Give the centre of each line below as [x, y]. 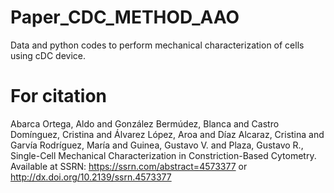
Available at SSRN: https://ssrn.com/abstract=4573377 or [129, 166]
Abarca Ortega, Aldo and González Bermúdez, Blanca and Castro [145, 123]
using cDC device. [48, 55]
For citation [58, 96]
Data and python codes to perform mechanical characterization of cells [157, 45]
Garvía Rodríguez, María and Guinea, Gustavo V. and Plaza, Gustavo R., [157, 145]
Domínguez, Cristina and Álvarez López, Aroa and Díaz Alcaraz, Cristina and [167, 134]
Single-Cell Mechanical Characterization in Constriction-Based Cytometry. [163, 155]
